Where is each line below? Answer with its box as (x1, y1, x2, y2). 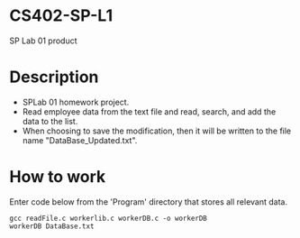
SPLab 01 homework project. (22, 96, 130, 107)
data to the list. (22, 115, 78, 126)
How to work (9, 167, 106, 188)
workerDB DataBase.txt (9, 222, 95, 231)
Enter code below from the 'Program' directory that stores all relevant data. (9, 196, 288, 207)
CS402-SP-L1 (9, 5, 114, 26)
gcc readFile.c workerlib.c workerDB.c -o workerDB (9, 214, 207, 223)
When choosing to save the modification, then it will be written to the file (22, 125, 292, 136)
